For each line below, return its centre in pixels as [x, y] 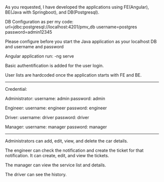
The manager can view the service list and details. [56, 165]
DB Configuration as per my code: [39, 22]
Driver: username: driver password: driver [47, 117]
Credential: [16, 89]
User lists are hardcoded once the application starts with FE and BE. [73, 75]
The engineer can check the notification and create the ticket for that [74, 150]
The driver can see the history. [36, 174]
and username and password [34, 47]
